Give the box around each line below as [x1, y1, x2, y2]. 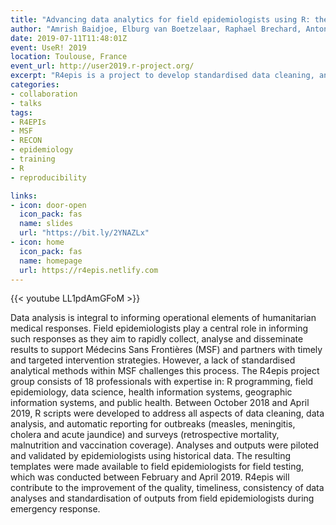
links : [10, 191, 38, 201]
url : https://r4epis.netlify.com [19, 265, 159, 275]
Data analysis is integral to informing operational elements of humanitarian [10, 312, 317, 324]
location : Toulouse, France [10, 52, 128, 62]
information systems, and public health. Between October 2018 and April [10, 397, 310, 409]
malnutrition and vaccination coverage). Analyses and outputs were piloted [10, 439, 320, 451]
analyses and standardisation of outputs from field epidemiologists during [10, 492, 315, 505]
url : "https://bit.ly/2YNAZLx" [19, 228, 150, 238]
